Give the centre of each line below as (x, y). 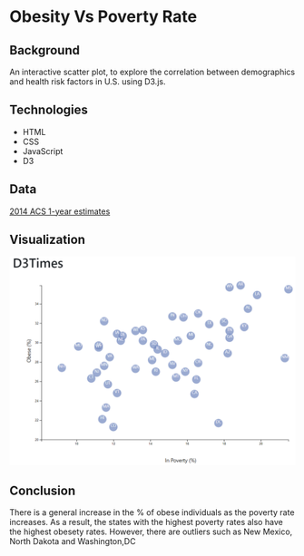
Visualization (48, 240)
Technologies (49, 110)
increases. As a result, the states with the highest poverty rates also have (146, 522)
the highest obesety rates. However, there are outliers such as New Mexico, (151, 532)
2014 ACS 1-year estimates (60, 211)
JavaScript (43, 151)
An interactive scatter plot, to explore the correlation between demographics (152, 72)
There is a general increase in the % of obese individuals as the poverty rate (152, 512)
